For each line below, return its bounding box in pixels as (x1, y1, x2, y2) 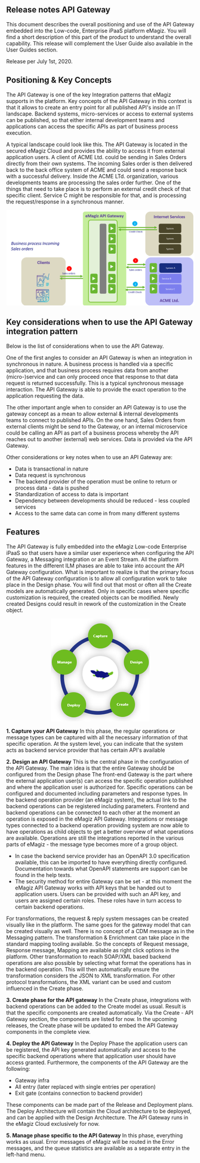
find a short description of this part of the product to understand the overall (6, 33, 192, 41)
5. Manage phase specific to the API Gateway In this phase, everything (6, 1131, 183, 1139)
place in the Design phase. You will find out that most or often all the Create (6, 581, 192, 588)
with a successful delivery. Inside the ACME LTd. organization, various (6, 172, 179, 180)
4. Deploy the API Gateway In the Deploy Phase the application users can (6, 1040, 188, 1047)
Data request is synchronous (14, 471, 86, 478)
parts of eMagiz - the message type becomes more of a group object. (6, 840, 179, 848)
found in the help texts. (14, 871, 72, 879)
